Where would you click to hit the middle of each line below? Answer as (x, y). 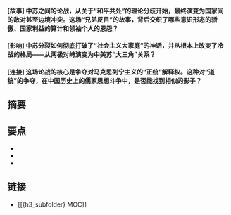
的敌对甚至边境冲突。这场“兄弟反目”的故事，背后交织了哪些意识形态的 (110, 19)
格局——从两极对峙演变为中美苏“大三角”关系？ (88, 54)
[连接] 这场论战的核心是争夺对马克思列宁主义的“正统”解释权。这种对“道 (111, 72)
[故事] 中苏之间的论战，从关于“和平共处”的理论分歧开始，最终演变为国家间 (115, 11)
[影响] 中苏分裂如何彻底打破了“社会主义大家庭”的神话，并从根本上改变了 (112, 46)
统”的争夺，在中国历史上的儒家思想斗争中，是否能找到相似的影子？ (105, 80)
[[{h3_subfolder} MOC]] (52, 204)
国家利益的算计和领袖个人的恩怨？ (69, 28)
